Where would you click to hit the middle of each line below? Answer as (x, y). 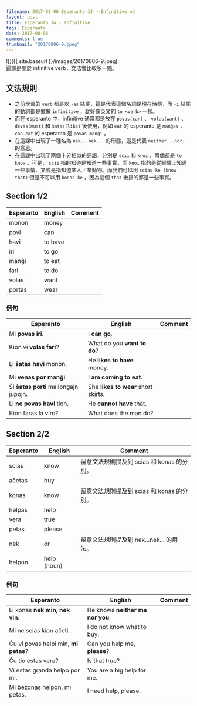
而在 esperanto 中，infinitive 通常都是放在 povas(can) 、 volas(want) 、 (100, 118)
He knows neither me (117, 610)
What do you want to (117, 343)
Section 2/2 (28, 434)
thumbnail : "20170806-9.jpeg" (43, 45)
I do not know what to (117, 627)
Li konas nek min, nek (40, 610)
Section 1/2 (27, 196)
